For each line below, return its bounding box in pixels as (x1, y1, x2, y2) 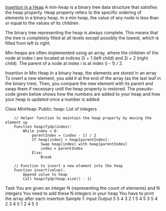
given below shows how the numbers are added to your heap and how (16, 91, 161, 97)
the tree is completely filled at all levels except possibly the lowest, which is (5, 35, 160, 41)
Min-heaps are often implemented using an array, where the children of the (5, 50, 159, 56)
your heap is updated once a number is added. (5, 96, 101, 102)
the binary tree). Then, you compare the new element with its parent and (5, 80, 154, 86)
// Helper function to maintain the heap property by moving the (14, 116, 152, 121)
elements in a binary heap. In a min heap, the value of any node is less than (5, 15, 159, 20)
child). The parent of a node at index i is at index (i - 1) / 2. (5, 61, 123, 66)
